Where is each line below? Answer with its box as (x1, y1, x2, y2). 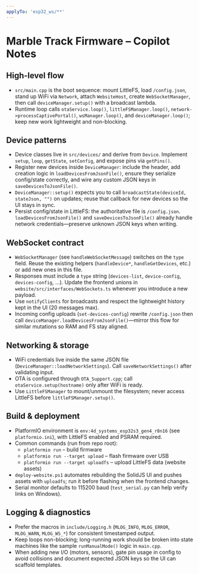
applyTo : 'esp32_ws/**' (6, 8, 65, 15)
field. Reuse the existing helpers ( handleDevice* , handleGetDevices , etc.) (14, 260, 191, 267)
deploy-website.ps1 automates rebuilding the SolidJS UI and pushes (14, 471, 182, 478)
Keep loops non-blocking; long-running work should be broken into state (14, 536, 194, 543)
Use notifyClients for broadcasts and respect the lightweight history (14, 298, 185, 305)
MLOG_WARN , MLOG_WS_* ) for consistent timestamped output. (14, 529, 156, 537)
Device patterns (6, 135, 67, 146)
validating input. (14, 369, 55, 376)
